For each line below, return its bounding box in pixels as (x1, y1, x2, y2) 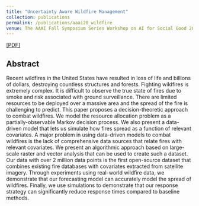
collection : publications (6, 14, 70, 20)
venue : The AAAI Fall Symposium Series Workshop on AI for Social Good (6, 25, 187, 31)
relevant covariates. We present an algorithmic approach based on (6, 144, 169, 151)
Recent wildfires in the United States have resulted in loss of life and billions (6, 75, 191, 82)
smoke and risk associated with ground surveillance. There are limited (6, 93, 177, 101)
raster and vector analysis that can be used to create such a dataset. (20, 150, 188, 157)
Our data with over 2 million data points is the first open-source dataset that (6, 157, 191, 164)
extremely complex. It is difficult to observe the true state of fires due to (6, 87, 182, 94)
